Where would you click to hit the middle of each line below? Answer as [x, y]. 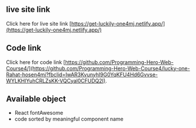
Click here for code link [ [36, 62]
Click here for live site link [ [39, 23]
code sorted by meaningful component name [69, 119]
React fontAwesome [39, 113]
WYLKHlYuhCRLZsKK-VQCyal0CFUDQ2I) [56, 80]
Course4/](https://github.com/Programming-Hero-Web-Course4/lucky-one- [98, 68]
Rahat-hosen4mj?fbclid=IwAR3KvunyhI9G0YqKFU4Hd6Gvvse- [82, 74]
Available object [36, 99]
